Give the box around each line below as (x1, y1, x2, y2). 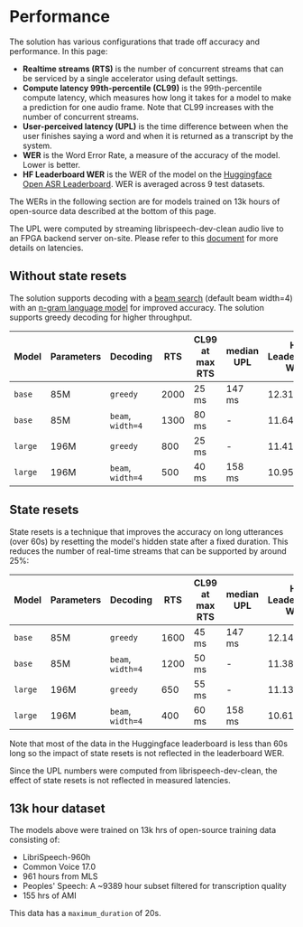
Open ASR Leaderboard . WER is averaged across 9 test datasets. (22, 178, 266, 189)
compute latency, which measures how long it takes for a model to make (22, 92, 291, 103)
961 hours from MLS (22, 871, 98, 882)
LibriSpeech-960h (22, 852, 91, 863)
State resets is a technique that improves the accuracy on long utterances (9, 526, 284, 537)
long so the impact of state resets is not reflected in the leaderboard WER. (9, 747, 285, 758)
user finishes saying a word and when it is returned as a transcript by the (22, 130, 294, 141)
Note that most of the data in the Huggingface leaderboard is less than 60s (9, 738, 289, 749)
